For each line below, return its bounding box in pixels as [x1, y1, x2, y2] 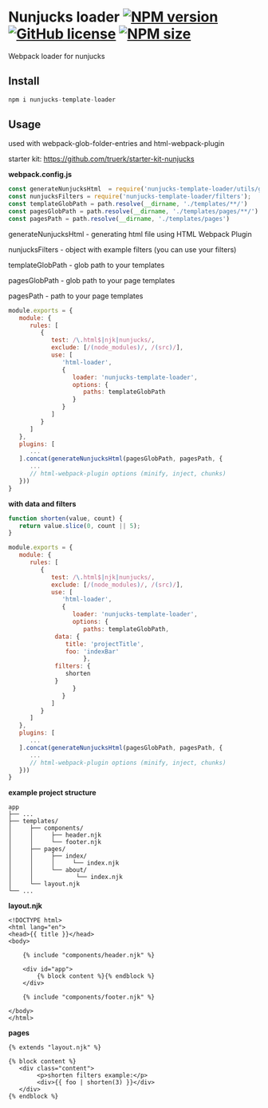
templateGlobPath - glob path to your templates [8, 260, 165, 270]
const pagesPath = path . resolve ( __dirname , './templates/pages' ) [8, 215, 230, 223]
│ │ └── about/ [8, 866, 88, 874]
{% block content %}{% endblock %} [37, 972, 156, 980]
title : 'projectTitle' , [65, 640, 145, 648]
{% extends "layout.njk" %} [8, 1043, 102, 1052]
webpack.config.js [8, 170, 73, 179]
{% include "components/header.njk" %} [22, 952, 156, 960]
